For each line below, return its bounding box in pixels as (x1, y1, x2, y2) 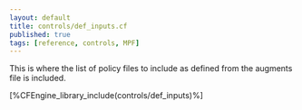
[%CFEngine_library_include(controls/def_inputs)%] (9, 90, 204, 101)
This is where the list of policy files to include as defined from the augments (9, 63, 293, 74)
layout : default (9, 13, 71, 23)
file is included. (9, 73, 66, 84)
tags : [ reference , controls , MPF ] (9, 38, 141, 48)
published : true (9, 30, 71, 39)
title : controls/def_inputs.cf (9, 22, 128, 31)
